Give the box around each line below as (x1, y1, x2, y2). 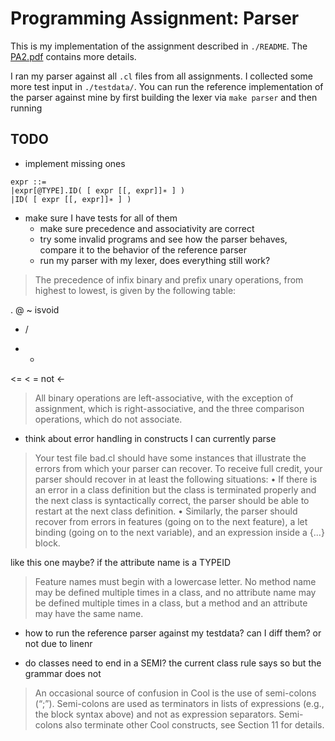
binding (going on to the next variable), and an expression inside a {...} (34, 526, 325, 538)
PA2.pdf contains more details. (10, 50, 137, 62)
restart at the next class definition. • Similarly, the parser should (34, 505, 298, 517)
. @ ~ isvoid (10, 303, 60, 316)
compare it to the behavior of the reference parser (39, 243, 247, 256)
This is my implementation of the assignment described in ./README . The (10, 40, 308, 52)
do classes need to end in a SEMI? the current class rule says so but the (24, 657, 322, 669)
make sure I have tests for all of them (24, 212, 178, 224)
